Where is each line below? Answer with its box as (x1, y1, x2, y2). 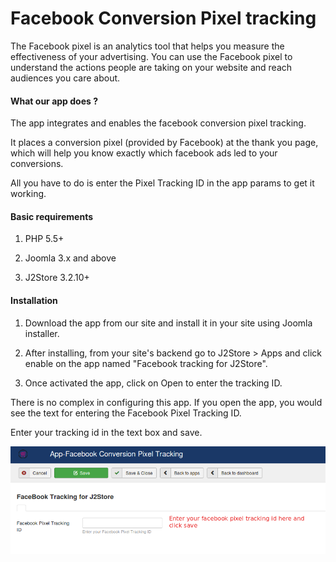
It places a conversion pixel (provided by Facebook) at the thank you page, (10, 137, 319, 149)
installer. (24, 327, 60, 339)
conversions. (10, 158, 64, 170)
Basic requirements (10, 210, 94, 222)
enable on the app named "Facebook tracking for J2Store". (24, 357, 268, 369)
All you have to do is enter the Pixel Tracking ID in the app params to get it (10, 177, 315, 189)
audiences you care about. (10, 72, 121, 84)
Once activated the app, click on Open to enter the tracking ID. (24, 377, 283, 389)
